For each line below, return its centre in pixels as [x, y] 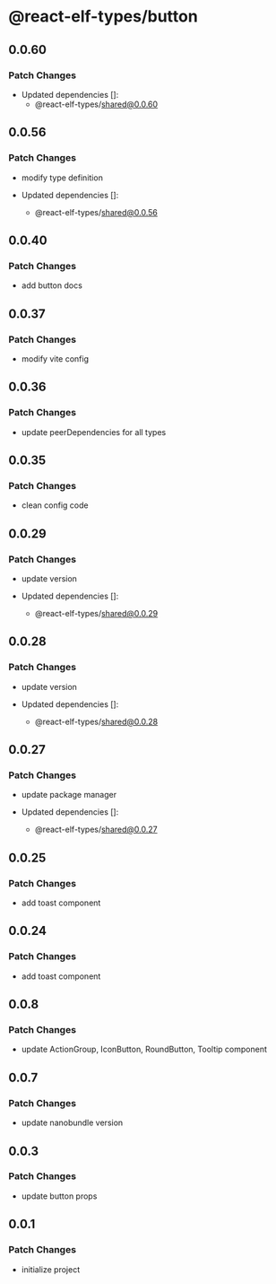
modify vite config [55, 358]
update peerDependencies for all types [94, 432]
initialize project [51, 1269]
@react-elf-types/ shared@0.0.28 [96, 721]
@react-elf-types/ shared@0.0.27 [96, 830]
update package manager [69, 795]
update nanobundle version [72, 1122]
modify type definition [62, 178]
